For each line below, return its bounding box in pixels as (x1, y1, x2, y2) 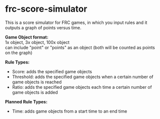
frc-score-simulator (5, 3, 88, 15)
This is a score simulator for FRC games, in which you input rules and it (5, 20, 147, 25)
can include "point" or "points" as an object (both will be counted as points (5, 44, 155, 50)
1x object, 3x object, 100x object (5, 39, 70, 45)
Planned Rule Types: (5, 99, 48, 104)
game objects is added (12, 89, 58, 95)
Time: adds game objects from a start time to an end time (12, 108, 127, 114)
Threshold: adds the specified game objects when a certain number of (12, 74, 154, 79)
